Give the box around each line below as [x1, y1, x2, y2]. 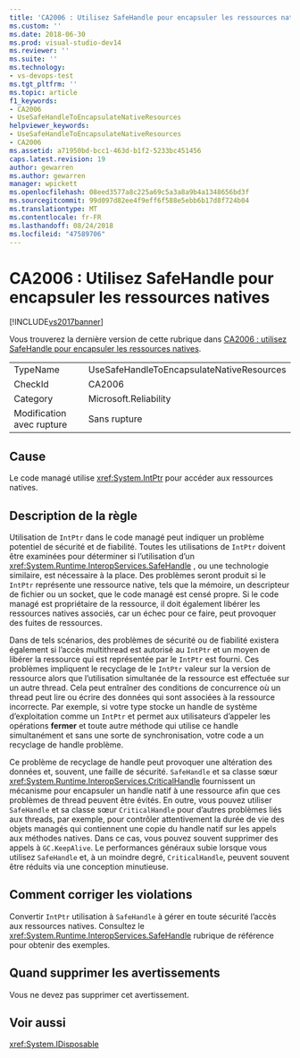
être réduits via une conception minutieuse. [9, 861, 169, 872]
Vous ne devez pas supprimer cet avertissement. [9, 989, 189, 1000]
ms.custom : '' [9, 21, 62, 30]
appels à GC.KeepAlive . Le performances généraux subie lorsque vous [9, 842, 268, 853]
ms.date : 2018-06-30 [9, 30, 87, 38]
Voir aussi [9, 1015, 66, 1030]
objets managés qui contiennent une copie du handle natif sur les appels [9, 823, 277, 833]
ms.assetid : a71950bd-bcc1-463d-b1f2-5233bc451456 [9, 146, 202, 155]
